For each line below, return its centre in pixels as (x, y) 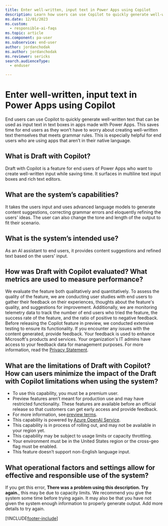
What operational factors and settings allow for (80, 468)
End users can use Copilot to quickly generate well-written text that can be (82, 119)
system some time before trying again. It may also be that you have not (78, 498)
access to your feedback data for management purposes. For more (74, 345)
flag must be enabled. (35, 446)
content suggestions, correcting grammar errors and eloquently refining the (83, 212)
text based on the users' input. (37, 256)
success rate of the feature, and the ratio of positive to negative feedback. (82, 318)
